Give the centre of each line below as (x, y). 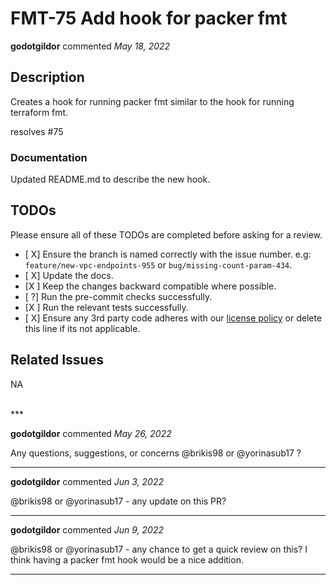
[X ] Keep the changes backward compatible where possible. (150, 286)
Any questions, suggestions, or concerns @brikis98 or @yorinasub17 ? (156, 453)
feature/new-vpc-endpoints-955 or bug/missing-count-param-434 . (158, 264)
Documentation (49, 157)
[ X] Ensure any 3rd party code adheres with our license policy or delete (173, 318)
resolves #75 (37, 131)
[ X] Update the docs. (69, 275)
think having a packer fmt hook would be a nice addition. (127, 559)
